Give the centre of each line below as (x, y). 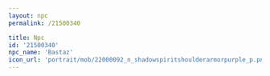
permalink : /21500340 (45, 23)
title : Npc (27, 38)
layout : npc (28, 16)
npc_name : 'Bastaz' (41, 53)
